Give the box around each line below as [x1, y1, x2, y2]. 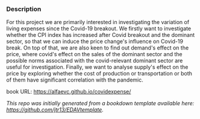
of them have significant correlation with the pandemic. [6, 76, 143, 83]
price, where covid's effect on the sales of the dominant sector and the [6, 51, 183, 58]
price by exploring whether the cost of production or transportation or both [6, 70, 193, 77]
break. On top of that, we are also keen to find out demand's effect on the [6, 44, 189, 51]
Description [6, 5, 42, 13]
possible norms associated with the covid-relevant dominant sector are [6, 57, 183, 65]
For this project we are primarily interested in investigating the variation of [6, 19, 190, 26]
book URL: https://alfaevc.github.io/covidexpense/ [6, 88, 131, 95]
